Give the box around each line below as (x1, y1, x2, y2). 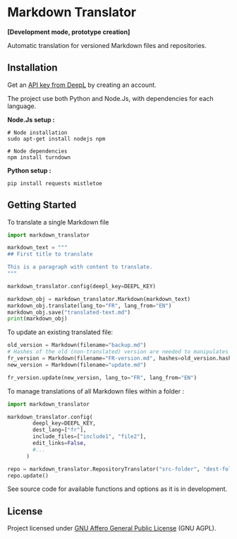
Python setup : (7, 166, 51, 174)
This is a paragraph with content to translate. (7, 263, 153, 271)
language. (7, 102, 37, 110)
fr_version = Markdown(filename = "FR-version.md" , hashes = (7, 355, 181, 362)
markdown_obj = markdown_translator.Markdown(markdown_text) (7, 295, 191, 302)
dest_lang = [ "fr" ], (32, 427, 87, 434)
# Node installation (7, 129, 68, 136)
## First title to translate (7, 251, 93, 258)
